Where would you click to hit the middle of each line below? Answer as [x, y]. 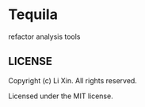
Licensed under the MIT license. [61, 96]
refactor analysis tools [44, 36]
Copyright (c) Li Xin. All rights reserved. [72, 80]
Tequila [33, 15]
